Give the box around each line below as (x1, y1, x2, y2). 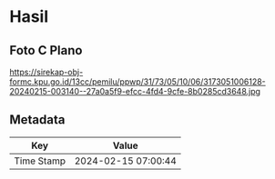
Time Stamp (14, 154, 66, 167)
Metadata (9, 112, 66, 128)
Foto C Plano (9, 43, 83, 58)
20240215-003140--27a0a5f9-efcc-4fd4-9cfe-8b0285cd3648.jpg (9, 86, 261, 96)
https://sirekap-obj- (9, 66, 84, 77)
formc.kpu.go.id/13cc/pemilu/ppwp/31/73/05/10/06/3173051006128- (9, 76, 266, 87)
